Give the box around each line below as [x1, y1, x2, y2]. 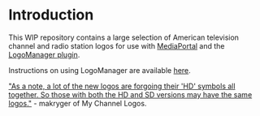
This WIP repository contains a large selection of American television [8, 32, 240, 42]
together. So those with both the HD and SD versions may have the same [8, 89, 253, 99]
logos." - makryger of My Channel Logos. [8, 98, 147, 108]
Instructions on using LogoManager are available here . [8, 65, 191, 75]
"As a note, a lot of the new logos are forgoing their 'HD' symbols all [8, 81, 236, 91]
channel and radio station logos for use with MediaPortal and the [8, 41, 225, 50]
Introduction [8, 6, 94, 24]
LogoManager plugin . [8, 49, 80, 59]
